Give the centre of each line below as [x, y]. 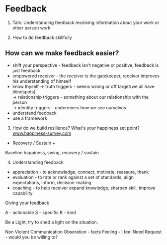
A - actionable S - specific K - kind [41, 212]
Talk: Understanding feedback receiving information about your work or [86, 22]
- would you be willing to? [32, 237]
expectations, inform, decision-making [52, 182]
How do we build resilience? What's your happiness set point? [76, 128]
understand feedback [34, 113]
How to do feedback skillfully [42, 37]
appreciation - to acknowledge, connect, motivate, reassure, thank [81, 172]
